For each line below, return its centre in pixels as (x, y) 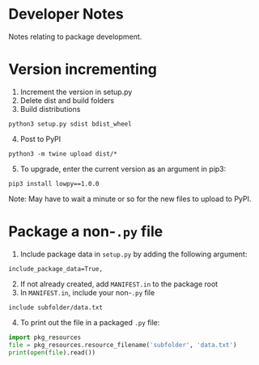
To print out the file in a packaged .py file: (90, 322)
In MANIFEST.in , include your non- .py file (87, 292)
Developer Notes (66, 14)
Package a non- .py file (86, 232)
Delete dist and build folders (67, 100)
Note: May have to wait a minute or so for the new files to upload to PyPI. (130, 199)
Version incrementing (83, 69)
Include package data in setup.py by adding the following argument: (134, 254)
